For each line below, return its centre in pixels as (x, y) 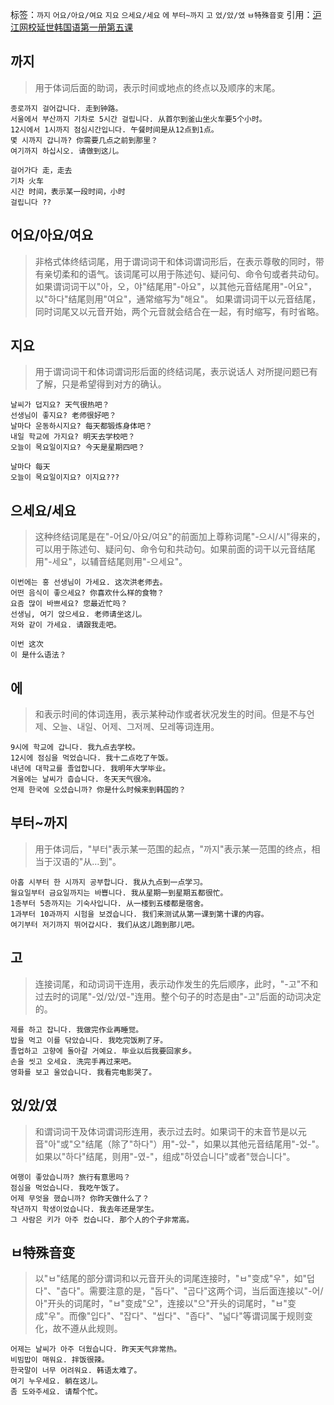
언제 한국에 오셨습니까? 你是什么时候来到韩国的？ (98, 790)
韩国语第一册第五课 (93, 27)
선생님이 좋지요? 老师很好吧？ (63, 416)
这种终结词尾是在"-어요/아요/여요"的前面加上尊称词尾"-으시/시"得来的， (180, 537)
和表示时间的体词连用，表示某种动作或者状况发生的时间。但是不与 (170, 714)
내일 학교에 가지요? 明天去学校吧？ (73, 437)
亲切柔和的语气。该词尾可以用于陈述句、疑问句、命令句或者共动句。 (184, 274)
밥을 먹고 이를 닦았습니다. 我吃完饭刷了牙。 (89, 1040)
